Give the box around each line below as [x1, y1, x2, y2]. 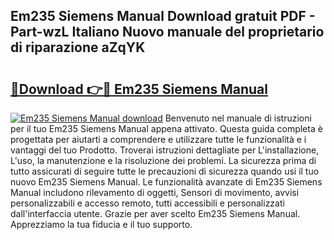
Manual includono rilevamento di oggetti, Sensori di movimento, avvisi [10, 187, 300, 198]
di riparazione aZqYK [10, 39, 146, 56]
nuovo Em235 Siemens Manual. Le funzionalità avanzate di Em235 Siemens [10, 176, 323, 188]
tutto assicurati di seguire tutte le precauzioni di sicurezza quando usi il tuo [10, 165, 320, 177]
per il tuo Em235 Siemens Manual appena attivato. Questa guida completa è [10, 123, 323, 134]
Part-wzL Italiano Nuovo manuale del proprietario [10, 24, 325, 41]
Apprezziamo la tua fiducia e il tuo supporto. [10, 219, 193, 230]
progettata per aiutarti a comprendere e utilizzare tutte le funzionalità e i [10, 134, 307, 145]
